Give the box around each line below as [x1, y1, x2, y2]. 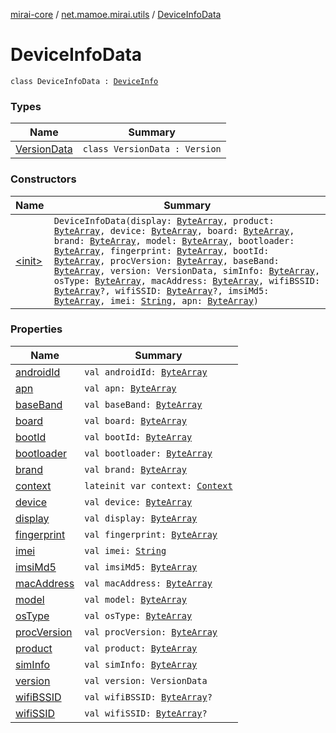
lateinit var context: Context [84, 480, 233, 491]
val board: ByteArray [84, 415, 187, 426]
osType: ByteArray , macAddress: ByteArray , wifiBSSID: [53, 275, 321, 286]
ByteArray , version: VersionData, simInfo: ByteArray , [53, 265, 321, 276]
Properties [10, 322, 63, 336]
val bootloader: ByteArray [84, 447, 213, 459]
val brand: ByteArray [84, 464, 187, 475]
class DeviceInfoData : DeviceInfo [10, 76, 159, 86]
